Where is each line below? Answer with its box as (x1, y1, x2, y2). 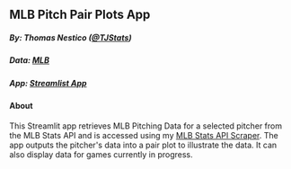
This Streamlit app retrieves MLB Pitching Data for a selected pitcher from (9, 120, 283, 131)
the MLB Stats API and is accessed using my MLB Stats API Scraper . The (9, 129, 278, 140)
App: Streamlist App (9, 77, 87, 88)
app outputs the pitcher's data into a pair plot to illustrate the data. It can (9, 139, 278, 150)
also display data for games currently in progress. (9, 148, 193, 160)
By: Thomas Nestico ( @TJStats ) (9, 31, 132, 43)
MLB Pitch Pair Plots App (9, 7, 151, 22)
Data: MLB (9, 55, 49, 66)
